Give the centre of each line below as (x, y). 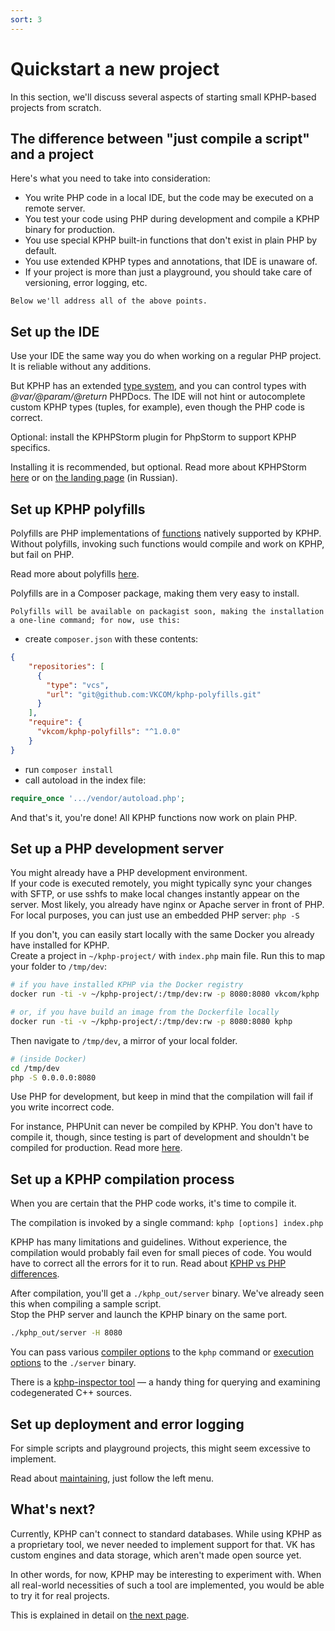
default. (40, 251)
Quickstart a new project (115, 68)
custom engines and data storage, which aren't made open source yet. (156, 1555)
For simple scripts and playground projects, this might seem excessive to (160, 1448)
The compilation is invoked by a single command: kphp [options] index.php (167, 1223)
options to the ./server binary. (73, 1363)
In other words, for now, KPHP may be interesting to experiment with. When (166, 1574)
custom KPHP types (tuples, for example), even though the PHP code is (157, 407)
